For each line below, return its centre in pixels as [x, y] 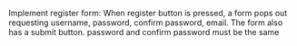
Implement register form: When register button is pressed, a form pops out [148, 13]
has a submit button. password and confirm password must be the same [144, 32]
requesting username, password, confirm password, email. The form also [146, 23]
